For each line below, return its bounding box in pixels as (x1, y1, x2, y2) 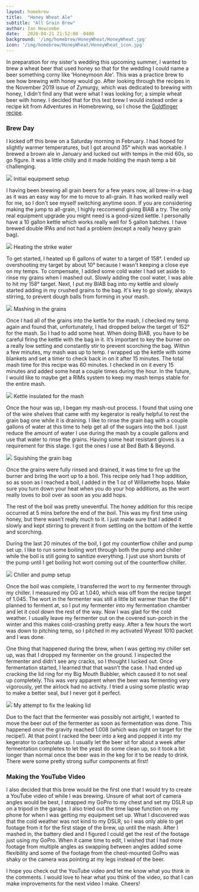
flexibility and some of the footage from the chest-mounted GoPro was (6, 850, 179, 857)
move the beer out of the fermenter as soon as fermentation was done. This (6, 720, 192, 727)
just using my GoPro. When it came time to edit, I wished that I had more (6, 837, 183, 844)
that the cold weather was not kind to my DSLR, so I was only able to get (6, 818, 184, 825)
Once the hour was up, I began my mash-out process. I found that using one (6, 404, 193, 412)
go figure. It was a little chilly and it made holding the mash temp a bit (6, 156, 176, 164)
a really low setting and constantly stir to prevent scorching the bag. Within (6, 342, 190, 350)
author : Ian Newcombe (6, 25, 60, 32)
